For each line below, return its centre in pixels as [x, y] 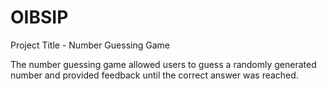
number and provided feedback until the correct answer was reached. [154, 75]
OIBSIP [39, 17]
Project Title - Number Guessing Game [90, 45]
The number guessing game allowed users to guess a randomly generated [163, 64]
